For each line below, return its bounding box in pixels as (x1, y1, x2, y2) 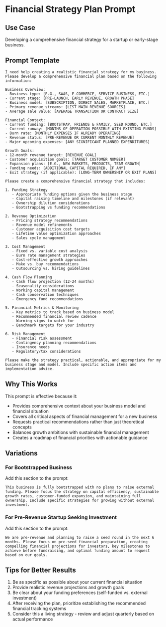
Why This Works (5, 380, 58, 389)
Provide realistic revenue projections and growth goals (12, 585, 124, 591)
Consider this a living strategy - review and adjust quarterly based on (12, 611, 155, 617)
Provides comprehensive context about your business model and (12, 403, 146, 409)
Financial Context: (5, 117, 46, 123)
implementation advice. (5, 366, 55, 371)
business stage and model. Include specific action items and (5, 362, 137, 367)
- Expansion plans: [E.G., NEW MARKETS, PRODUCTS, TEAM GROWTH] (5, 161, 141, 166)
